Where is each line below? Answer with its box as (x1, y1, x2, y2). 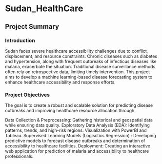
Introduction (5, 37, 35, 44)
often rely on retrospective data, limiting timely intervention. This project (5, 69, 150, 75)
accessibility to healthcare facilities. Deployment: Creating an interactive (5, 143, 150, 149)
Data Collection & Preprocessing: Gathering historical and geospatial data (5, 117, 153, 123)
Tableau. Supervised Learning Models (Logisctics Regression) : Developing (5, 133, 156, 139)
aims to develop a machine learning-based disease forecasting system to (5, 74, 153, 80)
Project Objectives (5, 91, 50, 98)
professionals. (5, 153, 34, 159)
